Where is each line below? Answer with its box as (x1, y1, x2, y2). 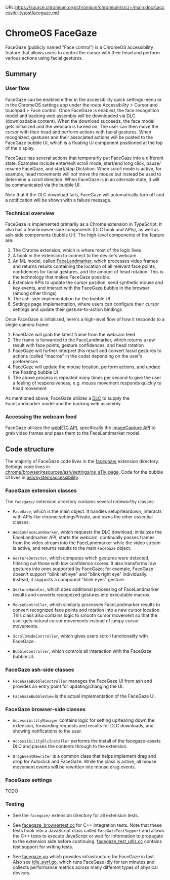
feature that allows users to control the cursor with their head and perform (5, 49, 160, 55)
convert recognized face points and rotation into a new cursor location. (12, 607, 161, 613)
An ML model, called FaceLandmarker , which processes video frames (12, 258, 158, 264)
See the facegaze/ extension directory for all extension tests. (12, 812, 139, 818)
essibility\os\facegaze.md (5, 10, 59, 16)
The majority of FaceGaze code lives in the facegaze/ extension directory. (5, 459, 159, 465)
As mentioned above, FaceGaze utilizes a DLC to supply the (5, 395, 130, 401)
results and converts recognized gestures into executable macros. (12, 592, 151, 598)
